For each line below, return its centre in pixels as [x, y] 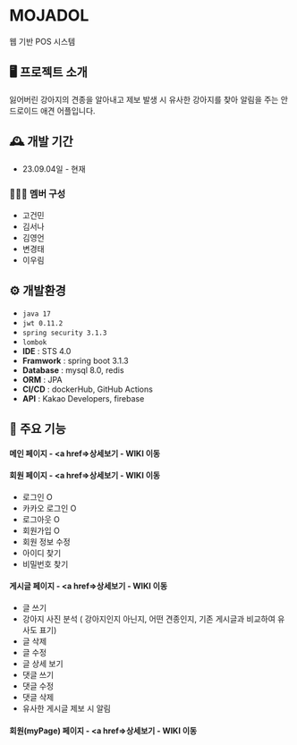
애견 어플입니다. [68, 110]
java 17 [36, 314]
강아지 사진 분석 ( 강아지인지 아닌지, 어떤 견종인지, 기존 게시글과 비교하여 [148, 619]
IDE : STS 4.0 [47, 351]
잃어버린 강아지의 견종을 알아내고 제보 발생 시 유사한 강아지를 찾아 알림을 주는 [144, 99]
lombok [34, 342]
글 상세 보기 [43, 664]
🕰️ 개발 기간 [41, 142]
